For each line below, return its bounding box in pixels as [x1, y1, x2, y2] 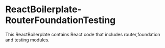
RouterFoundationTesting [5, 14, 116, 26]
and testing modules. [5, 37, 50, 43]
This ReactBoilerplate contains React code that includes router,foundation [5, 31, 160, 37]
